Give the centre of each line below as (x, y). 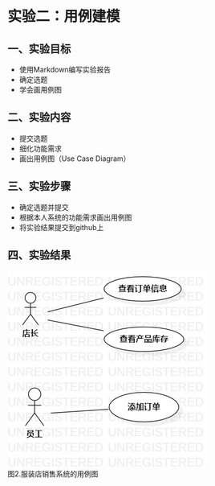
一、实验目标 (39, 49)
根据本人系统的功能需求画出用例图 (75, 217)
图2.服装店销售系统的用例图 (53, 474)
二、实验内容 (39, 117)
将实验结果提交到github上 (61, 227)
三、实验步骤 (39, 186)
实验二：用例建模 (64, 16)
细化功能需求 (40, 148)
